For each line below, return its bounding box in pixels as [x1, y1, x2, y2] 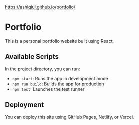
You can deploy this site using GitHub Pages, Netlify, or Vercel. [5, 114, 134, 120]
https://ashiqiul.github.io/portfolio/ [5, 4, 76, 10]
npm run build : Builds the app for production [12, 81, 104, 87]
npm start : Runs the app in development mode [12, 75, 108, 81]
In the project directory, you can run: [5, 66, 80, 72]
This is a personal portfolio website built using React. [5, 38, 114, 44]
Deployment [5, 101, 44, 109]
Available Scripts [5, 52, 59, 61]
